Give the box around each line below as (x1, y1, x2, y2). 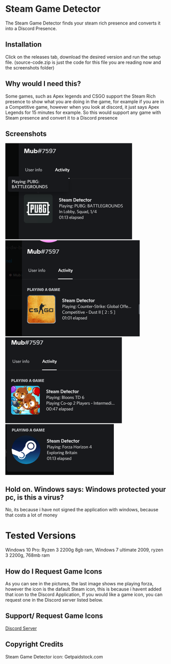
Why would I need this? (5, 80, 81, 88)
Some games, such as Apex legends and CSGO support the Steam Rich (5, 93, 156, 99)
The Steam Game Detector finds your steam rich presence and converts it (5, 20, 161, 26)
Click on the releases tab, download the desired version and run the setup (5, 54, 161, 60)
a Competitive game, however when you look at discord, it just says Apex (5, 104, 159, 110)
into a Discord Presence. (5, 25, 57, 31)
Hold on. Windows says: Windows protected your (5, 485, 166, 493)
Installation (5, 40, 42, 49)
